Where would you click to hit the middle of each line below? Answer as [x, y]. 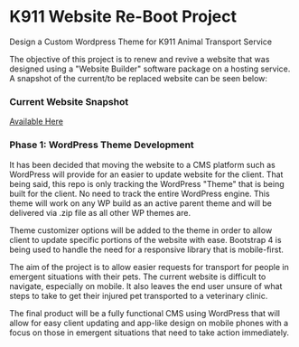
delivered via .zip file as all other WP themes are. [100, 212]
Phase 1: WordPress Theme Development [102, 145]
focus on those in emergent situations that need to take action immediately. [149, 333]
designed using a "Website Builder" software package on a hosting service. [150, 69]
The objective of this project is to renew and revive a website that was [140, 59]
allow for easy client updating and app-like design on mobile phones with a [149, 323]
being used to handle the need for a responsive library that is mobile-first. [147, 249]
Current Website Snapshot [69, 101]
